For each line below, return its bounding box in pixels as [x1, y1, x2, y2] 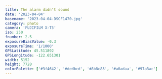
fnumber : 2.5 [5, 35, 32, 40]
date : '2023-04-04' [5, 12, 45, 17]
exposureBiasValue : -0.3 [5, 39, 56, 44]
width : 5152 [5, 57, 30, 62]
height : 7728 [5, 62, 32, 67]
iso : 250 [5, 30, 23, 35]
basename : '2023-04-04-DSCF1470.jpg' [5, 16, 83, 21]
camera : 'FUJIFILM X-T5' [5, 26, 56, 30]
